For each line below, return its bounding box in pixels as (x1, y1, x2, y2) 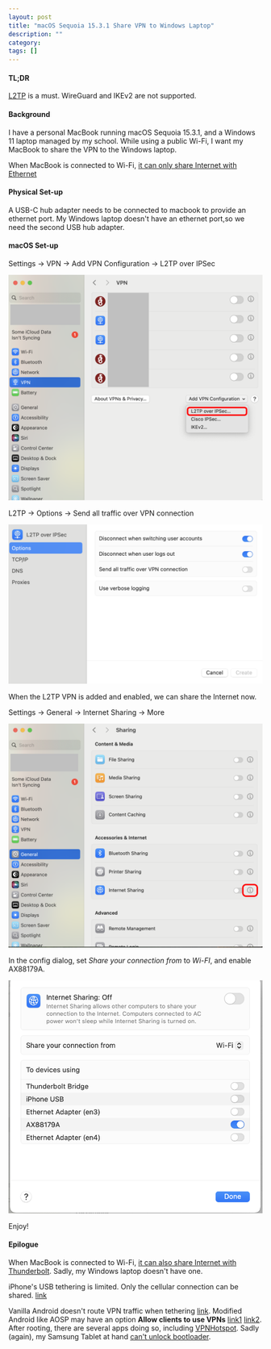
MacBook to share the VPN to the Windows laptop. (8, 144, 177, 154)
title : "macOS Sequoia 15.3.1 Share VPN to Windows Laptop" (8, 21, 215, 30)
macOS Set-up (8, 240, 59, 250)
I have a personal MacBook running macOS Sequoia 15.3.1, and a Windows (8, 127, 256, 137)
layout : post (8, 13, 52, 21)
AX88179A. (8, 964, 46, 974)
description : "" (8, 30, 63, 38)
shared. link (8, 1290, 48, 1300)
